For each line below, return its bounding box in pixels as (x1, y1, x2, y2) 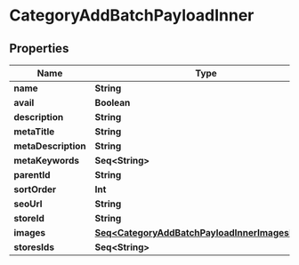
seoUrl (13, 197, 43, 210)
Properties (9, 41, 69, 56)
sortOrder (13, 183, 57, 196)
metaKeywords (13, 155, 80, 166)
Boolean (94, 97, 131, 108)
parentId (13, 169, 51, 181)
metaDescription (13, 140, 86, 152)
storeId (13, 213, 44, 224)
